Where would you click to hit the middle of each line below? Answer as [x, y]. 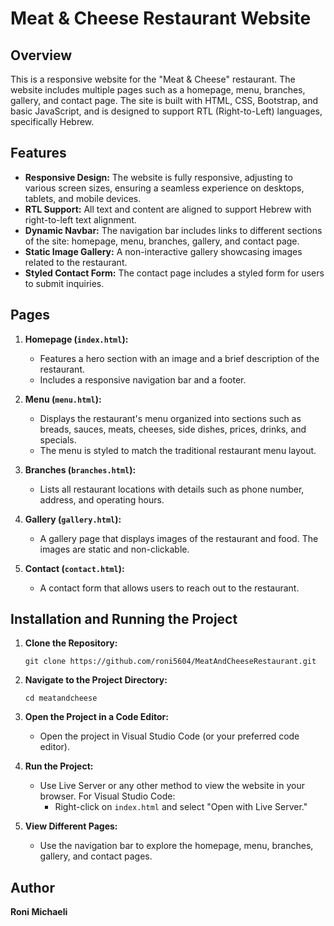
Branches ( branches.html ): [80, 469]
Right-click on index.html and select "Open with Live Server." [181, 807]
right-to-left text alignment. [80, 219]
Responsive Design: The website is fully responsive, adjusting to [158, 177]
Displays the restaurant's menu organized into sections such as [170, 418]
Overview [41, 55]
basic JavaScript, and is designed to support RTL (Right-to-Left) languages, [166, 111]
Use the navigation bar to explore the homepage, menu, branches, [176, 846]
